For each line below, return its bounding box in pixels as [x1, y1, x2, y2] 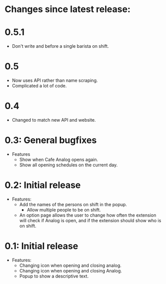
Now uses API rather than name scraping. [11, 77, 98, 83]
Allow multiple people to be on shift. [26, 207, 101, 213]
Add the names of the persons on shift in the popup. [19, 201, 127, 207]
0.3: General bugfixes [4, 135, 97, 146]
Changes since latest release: [4, 4, 130, 15]
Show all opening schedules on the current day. [19, 162, 118, 168]
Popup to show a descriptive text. [19, 273, 88, 279]
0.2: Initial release [4, 179, 81, 191]
